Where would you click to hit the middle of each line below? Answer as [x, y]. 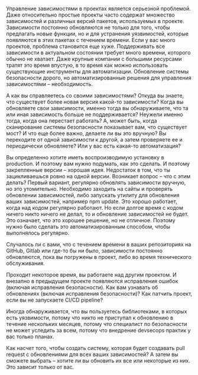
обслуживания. [26, 263]
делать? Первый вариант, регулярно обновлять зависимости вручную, [96, 182]
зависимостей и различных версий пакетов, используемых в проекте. [95, 21]
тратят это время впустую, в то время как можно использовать [87, 65]
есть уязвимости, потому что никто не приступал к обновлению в [90, 318]
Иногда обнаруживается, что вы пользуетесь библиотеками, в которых [97, 311]
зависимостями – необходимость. [50, 84]
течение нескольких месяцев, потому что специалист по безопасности [97, 324]
